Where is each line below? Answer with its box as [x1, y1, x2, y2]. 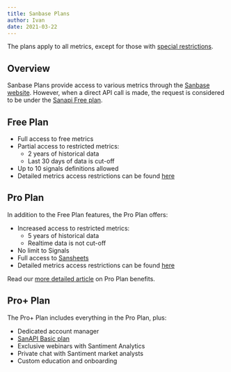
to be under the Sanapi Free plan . [7, 96, 103, 105]
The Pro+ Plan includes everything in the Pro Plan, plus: [7, 313, 167, 322]
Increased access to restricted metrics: [17, 224, 130, 232]
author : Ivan [7, 17, 45, 24]
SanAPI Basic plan [17, 334, 70, 343]
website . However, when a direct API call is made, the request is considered [7, 89, 225, 97]
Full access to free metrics [17, 135, 94, 143]
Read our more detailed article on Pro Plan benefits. [7, 274, 155, 283]
